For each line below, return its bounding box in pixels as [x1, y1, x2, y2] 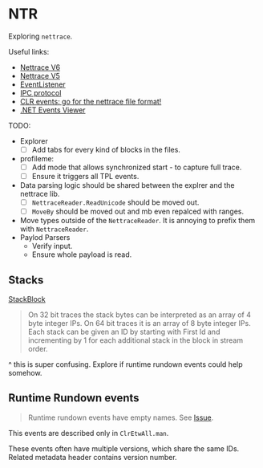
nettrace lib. [19, 189, 60, 199]
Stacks [8, 273, 44, 287]
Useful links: [8, 47, 50, 56]
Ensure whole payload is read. [31, 250, 132, 259]
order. [27, 344, 48, 354]
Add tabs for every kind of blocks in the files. [31, 144, 180, 154]
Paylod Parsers [19, 233, 71, 242]
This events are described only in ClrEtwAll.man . [8, 428, 169, 437]
